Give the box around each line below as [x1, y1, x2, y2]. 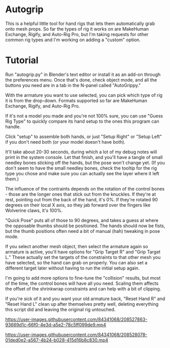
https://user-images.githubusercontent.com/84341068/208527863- [5, 316, 148, 322]
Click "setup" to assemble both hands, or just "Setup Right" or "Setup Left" [5, 133, 162, 140]
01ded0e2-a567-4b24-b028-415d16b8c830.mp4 [5, 337, 109, 343]
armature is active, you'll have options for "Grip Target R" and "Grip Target [5, 249, 161, 255]
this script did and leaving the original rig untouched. [5, 306, 116, 312]
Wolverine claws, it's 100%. [5, 207, 63, 213]
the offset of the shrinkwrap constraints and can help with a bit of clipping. [5, 285, 161, 291]
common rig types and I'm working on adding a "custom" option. [5, 37, 141, 43]
